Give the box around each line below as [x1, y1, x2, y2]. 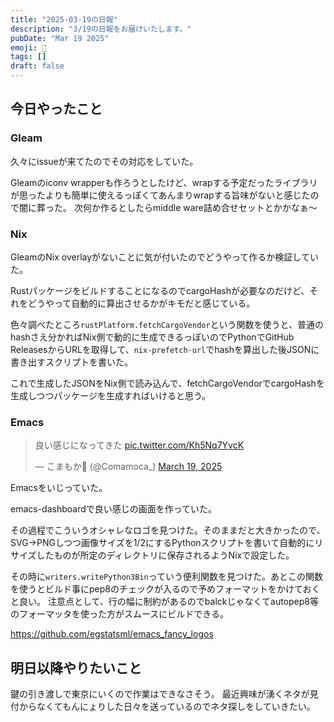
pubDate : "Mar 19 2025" [10, 33, 110, 43]
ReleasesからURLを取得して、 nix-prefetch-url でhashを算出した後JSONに [10, 343, 320, 355]
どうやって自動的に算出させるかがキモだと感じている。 [27, 297, 256, 309]
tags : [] [10, 52, 47, 62]
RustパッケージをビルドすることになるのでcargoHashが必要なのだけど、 [10, 284, 310, 296]
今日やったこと [10, 101, 103, 118]
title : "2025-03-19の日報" [10, 14, 118, 25]
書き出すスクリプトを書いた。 [10, 356, 133, 368]
